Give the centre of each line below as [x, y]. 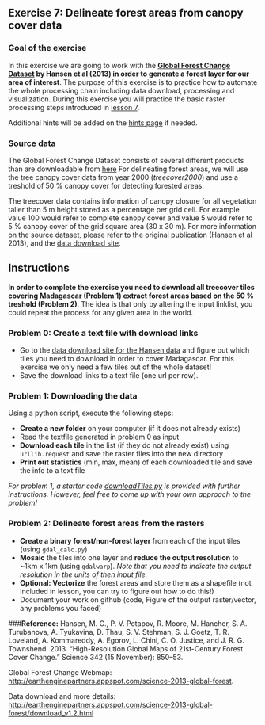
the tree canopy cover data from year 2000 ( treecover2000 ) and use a [123, 177]
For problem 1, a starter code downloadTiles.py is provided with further [125, 486]
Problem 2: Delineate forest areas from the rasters [106, 524]
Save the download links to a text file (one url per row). [109, 376]
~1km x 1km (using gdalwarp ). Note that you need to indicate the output [135, 566]
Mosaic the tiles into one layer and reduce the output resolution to [129, 557]
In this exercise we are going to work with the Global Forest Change [119, 65]
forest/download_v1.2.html [51, 713]
